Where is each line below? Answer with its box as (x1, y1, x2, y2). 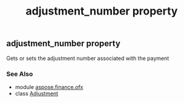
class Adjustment (15, 90, 59, 97)
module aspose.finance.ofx (15, 83, 84, 90)
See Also (6, 70, 33, 78)
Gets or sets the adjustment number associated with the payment (6, 55, 169, 62)
